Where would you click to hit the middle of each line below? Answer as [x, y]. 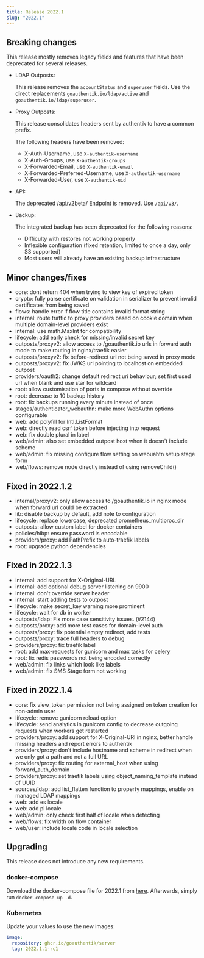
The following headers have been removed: [70, 142]
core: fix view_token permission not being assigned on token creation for [106, 704]
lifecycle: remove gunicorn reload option [66, 718]
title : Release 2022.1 [35, 12]
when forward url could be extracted [61, 507]
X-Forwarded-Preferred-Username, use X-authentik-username [102, 173]
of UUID [25, 782]
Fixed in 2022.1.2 [39, 486]
